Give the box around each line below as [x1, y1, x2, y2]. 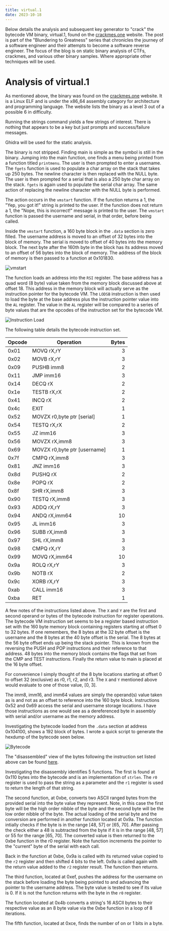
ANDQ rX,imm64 [32, 512, 72, 519]
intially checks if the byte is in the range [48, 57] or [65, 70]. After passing [5, 822, 159, 828]
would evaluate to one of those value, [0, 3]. [5, 682, 97, 688]
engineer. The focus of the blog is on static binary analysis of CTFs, [5, 48, 146, 54]
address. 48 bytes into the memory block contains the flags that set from [5, 651, 157, 657]
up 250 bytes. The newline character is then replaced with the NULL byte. [5, 171, 159, 177]
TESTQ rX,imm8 [32, 495, 71, 503]
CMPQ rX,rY [32, 545, 62, 552]
